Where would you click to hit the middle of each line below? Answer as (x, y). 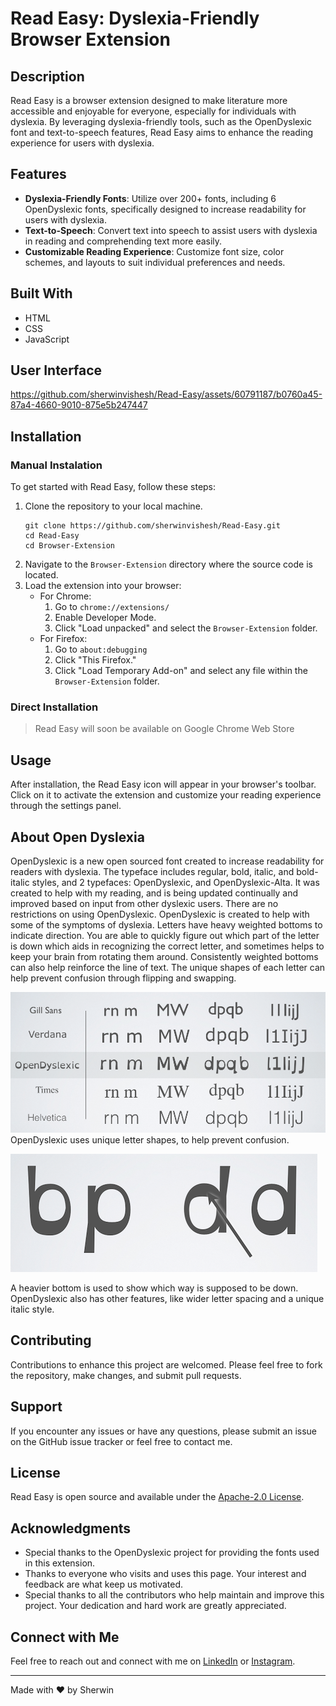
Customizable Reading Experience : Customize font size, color (154, 251)
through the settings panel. (66, 806)
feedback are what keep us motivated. (104, 1584)
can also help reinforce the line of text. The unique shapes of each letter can (168, 968)
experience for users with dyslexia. (82, 143)
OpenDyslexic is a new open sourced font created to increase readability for (167, 861)
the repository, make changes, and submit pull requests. (126, 1375)
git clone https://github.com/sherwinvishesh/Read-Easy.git (152, 526)
